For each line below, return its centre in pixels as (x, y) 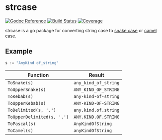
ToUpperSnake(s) (27, 89)
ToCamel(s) (20, 130)
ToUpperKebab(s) (27, 103)
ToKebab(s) (20, 96)
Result (96, 75)
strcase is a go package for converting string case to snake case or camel (81, 30)
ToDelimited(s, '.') (32, 110)
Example (19, 51)
